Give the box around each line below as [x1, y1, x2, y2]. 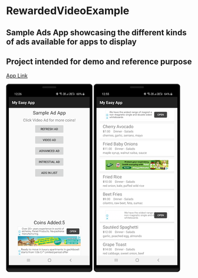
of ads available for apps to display [6, 36, 137, 46]
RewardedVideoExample [6, 4, 130, 18]
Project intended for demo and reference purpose [6, 56, 192, 66]
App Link [6, 72, 28, 79]
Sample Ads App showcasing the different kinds [6, 28, 187, 38]
